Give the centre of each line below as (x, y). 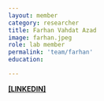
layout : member (33, 15)
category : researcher (44, 23)
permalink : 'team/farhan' (50, 52)
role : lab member (37, 45)
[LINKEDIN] (27, 88)
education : (26, 60)
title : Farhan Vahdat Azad (52, 30)
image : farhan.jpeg (40, 37)
